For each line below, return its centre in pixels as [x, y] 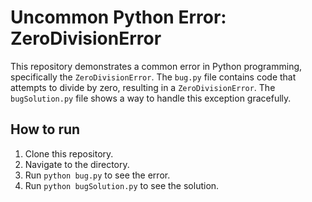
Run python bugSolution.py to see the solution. [122, 185]
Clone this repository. [69, 153]
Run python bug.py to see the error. [97, 175]
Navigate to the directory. [77, 164]
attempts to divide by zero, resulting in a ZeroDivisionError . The [143, 87]
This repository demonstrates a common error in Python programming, [156, 66]
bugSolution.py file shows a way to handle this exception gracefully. [151, 98]
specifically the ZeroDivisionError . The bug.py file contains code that [153, 77]
